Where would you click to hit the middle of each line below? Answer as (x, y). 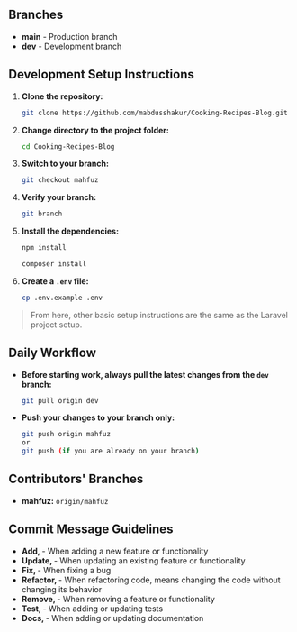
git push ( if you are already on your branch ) (110, 451)
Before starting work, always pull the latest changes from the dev (145, 374)
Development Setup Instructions (101, 74)
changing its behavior (62, 589)
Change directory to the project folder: (95, 130)
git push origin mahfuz (66, 435)
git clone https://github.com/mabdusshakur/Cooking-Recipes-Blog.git (155, 113)
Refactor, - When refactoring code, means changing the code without (151, 580)
